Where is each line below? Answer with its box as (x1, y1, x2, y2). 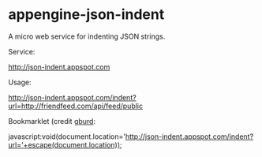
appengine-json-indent (8, 6, 165, 24)
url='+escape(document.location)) (8, 140, 121, 149)
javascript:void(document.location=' (8, 132, 126, 141)
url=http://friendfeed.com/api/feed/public (8, 101, 144, 110)
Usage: (8, 77, 32, 87)
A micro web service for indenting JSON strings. (8, 32, 166, 41)
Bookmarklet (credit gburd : (8, 116, 96, 125)
